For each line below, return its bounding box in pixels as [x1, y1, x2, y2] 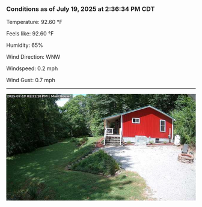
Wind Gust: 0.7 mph [6, 77, 55, 84]
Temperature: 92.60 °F [6, 19, 63, 26]
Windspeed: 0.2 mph [6, 65, 58, 72]
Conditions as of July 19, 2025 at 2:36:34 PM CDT [6, 5, 155, 13]
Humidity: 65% [6, 41, 43, 49]
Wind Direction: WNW [6, 53, 61, 61]
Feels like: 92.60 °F [6, 30, 54, 37]
